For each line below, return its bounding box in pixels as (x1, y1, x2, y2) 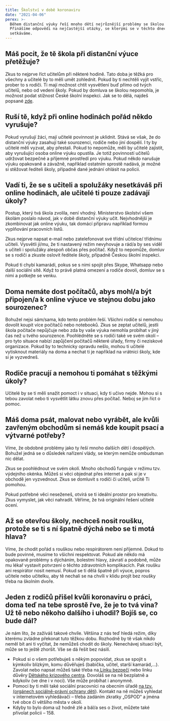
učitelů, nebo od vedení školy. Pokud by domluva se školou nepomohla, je (5, 87, 159, 93)
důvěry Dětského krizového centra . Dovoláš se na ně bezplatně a (12, 672, 149, 678)
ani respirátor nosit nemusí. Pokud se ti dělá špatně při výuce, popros (5, 567, 150, 573)
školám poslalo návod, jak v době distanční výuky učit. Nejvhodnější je (5, 216, 152, 222)
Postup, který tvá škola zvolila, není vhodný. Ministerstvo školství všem (5, 210, 153, 216)
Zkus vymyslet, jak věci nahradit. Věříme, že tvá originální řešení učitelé (5, 496, 154, 502)
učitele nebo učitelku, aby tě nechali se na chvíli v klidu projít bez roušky (5, 573, 156, 579)
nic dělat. (5, 455, 25, 461)
